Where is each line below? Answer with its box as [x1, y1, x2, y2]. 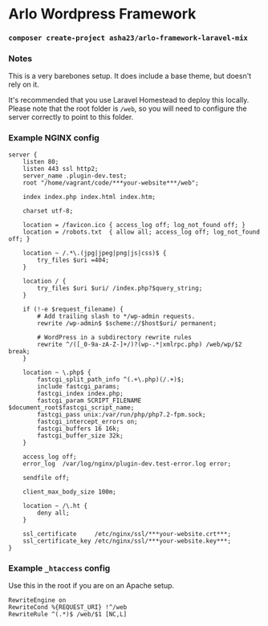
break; [8, 347, 30, 356]
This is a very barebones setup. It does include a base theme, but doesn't [8, 71, 252, 81]
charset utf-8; [22, 206, 74, 215]
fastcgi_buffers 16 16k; [37, 425, 120, 433]
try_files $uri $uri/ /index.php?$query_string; [37, 284, 203, 292]
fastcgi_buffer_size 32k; [37, 431, 124, 440]
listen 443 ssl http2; [22, 165, 99, 173]
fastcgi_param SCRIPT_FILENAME [37, 396, 142, 404]
